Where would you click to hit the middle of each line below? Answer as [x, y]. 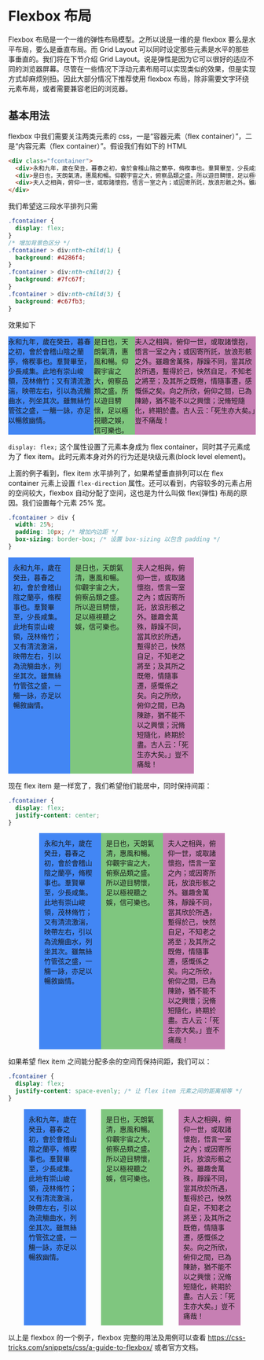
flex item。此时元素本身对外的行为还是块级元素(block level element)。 [136, 456]
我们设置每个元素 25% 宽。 [66, 502]
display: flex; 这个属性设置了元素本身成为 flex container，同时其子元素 [126, 447]
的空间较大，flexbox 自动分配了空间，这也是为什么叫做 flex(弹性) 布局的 [125, 493]
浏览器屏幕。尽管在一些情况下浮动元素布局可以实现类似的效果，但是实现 [139, 68]
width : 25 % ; [35, 525]
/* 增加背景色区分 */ [39, 243]
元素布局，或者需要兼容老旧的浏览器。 [70, 88]
